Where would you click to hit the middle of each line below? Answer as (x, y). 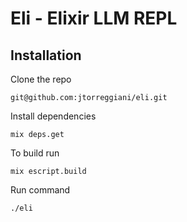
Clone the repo (41, 79)
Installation (46, 55)
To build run (35, 153)
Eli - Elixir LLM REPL (94, 18)
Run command (40, 190)
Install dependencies (53, 116)
